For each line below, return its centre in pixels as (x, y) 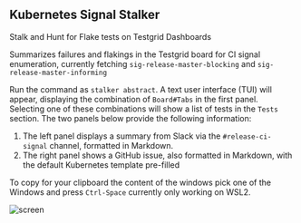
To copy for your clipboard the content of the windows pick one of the (141, 182)
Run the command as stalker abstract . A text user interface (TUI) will (141, 89)
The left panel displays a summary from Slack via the (121, 136)
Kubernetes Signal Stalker (85, 15)
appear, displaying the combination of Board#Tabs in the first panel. (134, 99)
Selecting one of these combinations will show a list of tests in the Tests (144, 109)
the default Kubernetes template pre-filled (101, 165)
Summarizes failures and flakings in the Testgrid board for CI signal (135, 54)
